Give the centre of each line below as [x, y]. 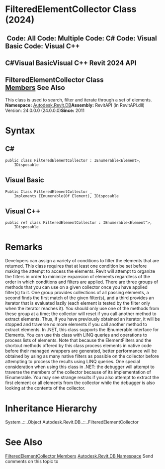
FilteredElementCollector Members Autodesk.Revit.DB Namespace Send [79, 456]
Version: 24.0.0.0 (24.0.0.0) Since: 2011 [45, 110]
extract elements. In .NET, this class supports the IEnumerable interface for [82, 330]
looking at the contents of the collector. [45, 388]
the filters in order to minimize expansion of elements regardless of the [78, 277]
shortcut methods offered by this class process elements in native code [79, 346]
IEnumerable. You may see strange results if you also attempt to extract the [82, 378]
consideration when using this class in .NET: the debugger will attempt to [80, 367]
